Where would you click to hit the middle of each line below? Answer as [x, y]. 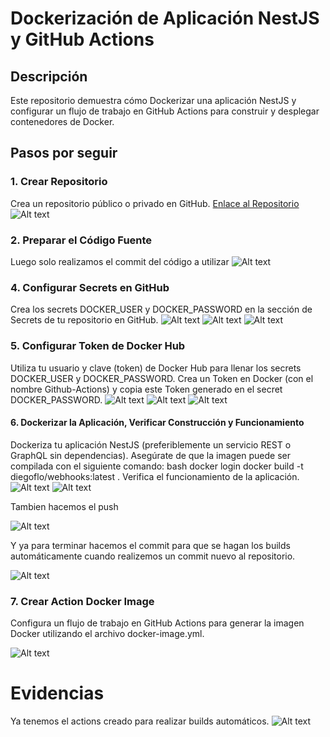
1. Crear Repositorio [59, 182]
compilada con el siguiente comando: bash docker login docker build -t [157, 466]
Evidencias [57, 693]
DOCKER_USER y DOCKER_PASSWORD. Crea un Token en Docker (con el [162, 378]
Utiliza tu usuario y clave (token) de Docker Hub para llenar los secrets [156, 368]
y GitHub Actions [82, 39]
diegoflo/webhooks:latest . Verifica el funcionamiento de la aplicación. [155, 476]
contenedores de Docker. [62, 121]
